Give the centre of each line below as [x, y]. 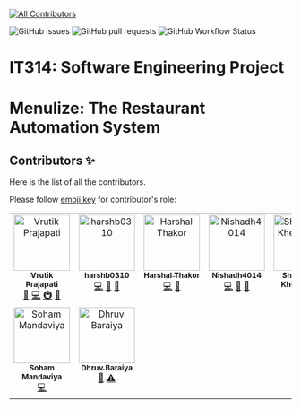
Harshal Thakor [172, 275]
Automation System [85, 128]
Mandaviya [42, 377]
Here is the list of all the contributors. [77, 182]
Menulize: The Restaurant [107, 109]
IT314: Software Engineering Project [147, 68]
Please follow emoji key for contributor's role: [93, 200]
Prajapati [42, 284]
